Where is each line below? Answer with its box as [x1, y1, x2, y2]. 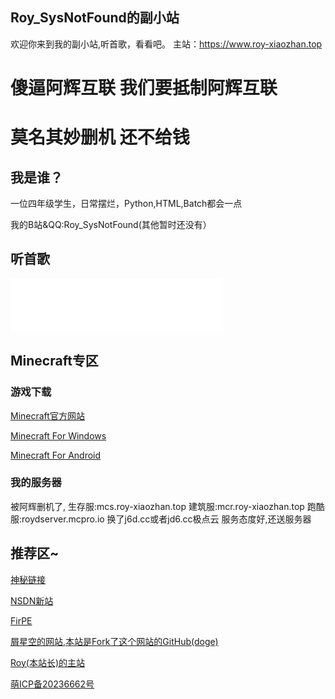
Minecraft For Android [10, 449, 102, 461]
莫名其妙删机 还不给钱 [10, 126, 190, 149]
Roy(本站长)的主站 [10, 656, 86, 668]
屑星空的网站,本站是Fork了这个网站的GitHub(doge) [10, 635, 219, 647]
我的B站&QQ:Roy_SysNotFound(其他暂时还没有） [10, 219, 212, 230]
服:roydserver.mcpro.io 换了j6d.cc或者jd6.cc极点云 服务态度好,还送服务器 [10, 513, 312, 525]
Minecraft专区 [10, 353, 99, 370]
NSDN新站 [10, 594, 54, 607]
